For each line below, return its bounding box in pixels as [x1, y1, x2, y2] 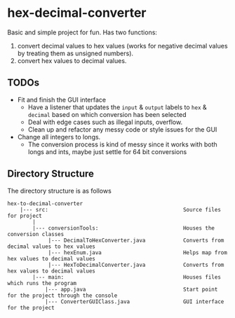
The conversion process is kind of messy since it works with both [27, 140, 217, 148]
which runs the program [7, 279, 77, 286]
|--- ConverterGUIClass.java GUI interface [44, 298, 224, 305]
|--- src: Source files [20, 206, 221, 213]
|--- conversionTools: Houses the [32, 224, 215, 232]
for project [7, 212, 42, 219]
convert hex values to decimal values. [17, 56, 127, 64]
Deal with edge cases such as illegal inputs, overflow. [27, 118, 183, 126]
